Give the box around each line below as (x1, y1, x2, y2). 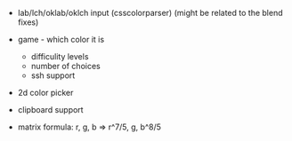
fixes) (17, 17, 39, 27)
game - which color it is (17, 35, 105, 44)
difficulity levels (30, 51, 89, 61)
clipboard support (17, 105, 84, 114)
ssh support (30, 70, 76, 81)
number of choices (30, 61, 101, 71)
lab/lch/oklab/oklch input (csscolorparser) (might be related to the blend (17, 8, 283, 18)
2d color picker (17, 88, 74, 98)
